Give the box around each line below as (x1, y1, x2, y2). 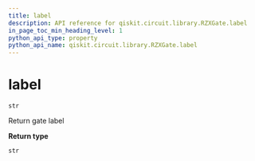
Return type (8, 132, 49, 141)
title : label (8, 11, 52, 20)
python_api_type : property (8, 33, 98, 42)
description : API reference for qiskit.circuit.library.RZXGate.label (8, 19, 248, 27)
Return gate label (8, 116, 65, 126)
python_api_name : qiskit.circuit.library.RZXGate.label (8, 41, 198, 49)
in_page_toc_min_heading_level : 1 (8, 26, 124, 34)
